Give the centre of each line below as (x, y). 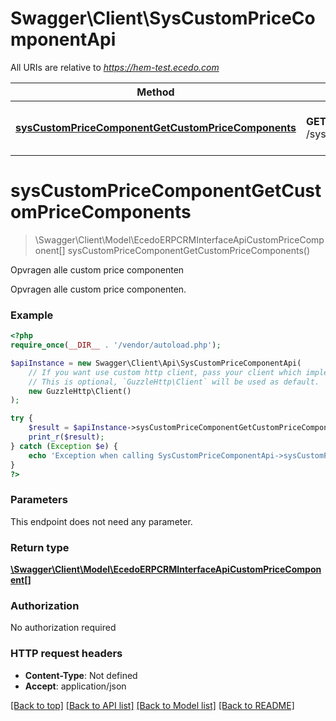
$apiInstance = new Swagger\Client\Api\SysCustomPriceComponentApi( (156, 363)
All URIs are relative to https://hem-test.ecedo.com (115, 67)
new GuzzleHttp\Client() (80, 391)
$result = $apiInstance (78, 428)
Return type (40, 547)
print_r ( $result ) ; (66, 437)
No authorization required (63, 628)
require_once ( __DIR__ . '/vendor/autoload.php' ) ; (116, 345)
